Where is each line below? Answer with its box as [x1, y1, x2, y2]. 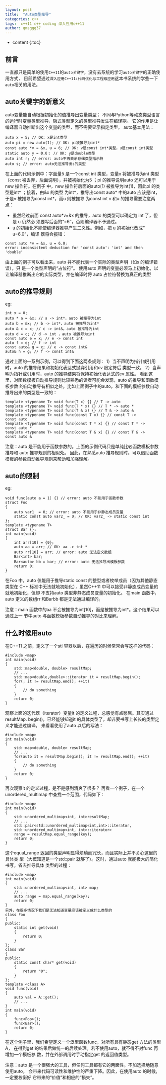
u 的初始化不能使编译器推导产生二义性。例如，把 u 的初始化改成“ [12, 225, 145, 231]
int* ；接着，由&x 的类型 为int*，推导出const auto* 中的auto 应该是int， [13, 189, 160, 195]
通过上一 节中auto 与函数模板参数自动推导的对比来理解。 [5, 613, 121, 619]
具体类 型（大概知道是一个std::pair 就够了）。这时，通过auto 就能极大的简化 [5, 856, 159, 862]
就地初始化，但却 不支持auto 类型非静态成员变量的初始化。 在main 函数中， [5, 590, 160, 596]
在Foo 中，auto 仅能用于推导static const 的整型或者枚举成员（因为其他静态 [5, 578, 158, 584]
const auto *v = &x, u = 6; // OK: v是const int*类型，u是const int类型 [5, 145, 153, 151]
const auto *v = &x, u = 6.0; [5, 241, 68, 246]
